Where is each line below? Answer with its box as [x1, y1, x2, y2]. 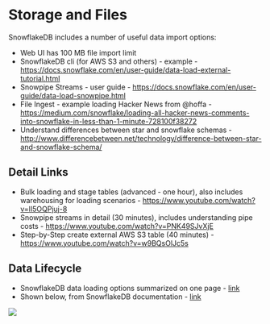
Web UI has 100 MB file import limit [19, 48, 137, 57]
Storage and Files [8, 6, 127, 24]
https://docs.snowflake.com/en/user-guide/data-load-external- [19, 64, 231, 74]
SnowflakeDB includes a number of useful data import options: [8, 32, 217, 42]
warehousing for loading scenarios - [19, 195, 141, 205]
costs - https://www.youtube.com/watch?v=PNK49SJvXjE [19, 221, 214, 231]
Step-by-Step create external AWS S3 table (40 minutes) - [19, 230, 214, 239]
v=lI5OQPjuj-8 [19, 204, 68, 214]
